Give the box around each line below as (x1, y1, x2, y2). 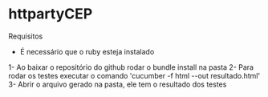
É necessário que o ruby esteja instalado (19, 46, 155, 56)
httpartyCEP (8, 5, 93, 23)
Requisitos (8, 31, 43, 41)
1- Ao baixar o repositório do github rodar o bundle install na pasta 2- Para (8, 62, 254, 72)
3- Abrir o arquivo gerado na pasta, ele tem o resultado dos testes (8, 79, 227, 89)
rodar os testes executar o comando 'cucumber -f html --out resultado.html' (8, 71, 261, 80)
